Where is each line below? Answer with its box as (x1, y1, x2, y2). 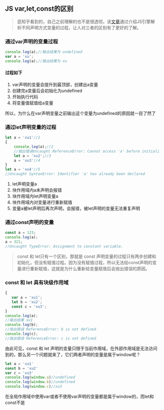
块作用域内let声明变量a (12, 193, 59, 199)
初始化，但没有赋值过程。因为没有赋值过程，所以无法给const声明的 (17, 259, 153, 265)
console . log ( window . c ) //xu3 (5, 384, 62, 389)
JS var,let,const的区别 (5, 4, 74, 13)
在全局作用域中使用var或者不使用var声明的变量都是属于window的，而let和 (5, 393, 154, 400)
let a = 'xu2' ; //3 (14, 153, 51, 158)
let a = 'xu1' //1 (5, 135, 41, 140)
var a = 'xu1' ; (11, 295, 42, 300)
